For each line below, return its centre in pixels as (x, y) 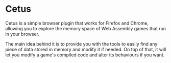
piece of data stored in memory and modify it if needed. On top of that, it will (86, 49)
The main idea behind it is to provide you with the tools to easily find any (81, 44)
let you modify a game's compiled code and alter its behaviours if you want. (85, 55)
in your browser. (22, 34)
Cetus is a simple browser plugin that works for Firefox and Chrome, (77, 23)
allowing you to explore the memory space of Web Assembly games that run (86, 28)
